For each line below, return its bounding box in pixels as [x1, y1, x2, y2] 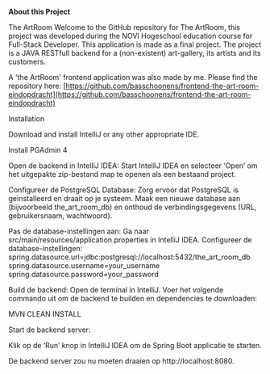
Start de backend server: [8, 325, 91, 334]
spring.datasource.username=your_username [8, 261, 160, 270]
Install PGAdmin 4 [8, 145, 68, 154]
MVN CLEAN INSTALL [8, 309, 82, 318]
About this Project [8, 7, 71, 16]
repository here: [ [8, 81, 66, 90]
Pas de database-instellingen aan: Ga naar [8, 226, 149, 236]
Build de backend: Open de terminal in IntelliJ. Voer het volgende [8, 285, 224, 294]
